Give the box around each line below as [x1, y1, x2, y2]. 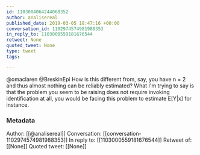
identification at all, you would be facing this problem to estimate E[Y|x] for [6, 95, 192, 102]
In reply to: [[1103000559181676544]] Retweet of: [69, 136, 192, 144]
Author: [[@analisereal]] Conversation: [6, 130, 102, 137]
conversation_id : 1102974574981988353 [6, 25, 104, 32]
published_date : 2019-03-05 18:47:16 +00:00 [6, 20, 120, 26]
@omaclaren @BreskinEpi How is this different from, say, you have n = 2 [6, 75, 186, 83]
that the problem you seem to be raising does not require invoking [6, 88, 170, 95]
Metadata [6, 116, 35, 124]
